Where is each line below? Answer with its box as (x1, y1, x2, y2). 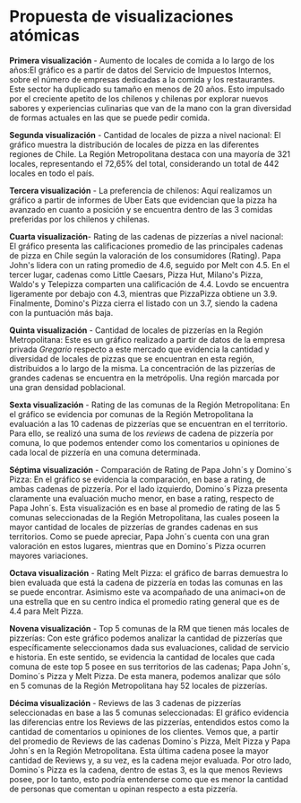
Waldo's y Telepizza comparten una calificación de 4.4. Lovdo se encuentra (9, 278, 289, 289)
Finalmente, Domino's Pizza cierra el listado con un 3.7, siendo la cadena (9, 298, 278, 309)
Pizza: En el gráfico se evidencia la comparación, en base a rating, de (9, 474, 266, 484)
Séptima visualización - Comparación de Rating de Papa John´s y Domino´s (9, 464, 292, 475)
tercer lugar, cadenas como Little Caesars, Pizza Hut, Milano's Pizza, (9, 269, 263, 280)
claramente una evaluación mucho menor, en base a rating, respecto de (9, 493, 275, 503)
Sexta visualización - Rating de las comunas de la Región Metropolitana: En (9, 399, 290, 410)
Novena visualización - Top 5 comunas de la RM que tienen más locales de (9, 623, 289, 633)
